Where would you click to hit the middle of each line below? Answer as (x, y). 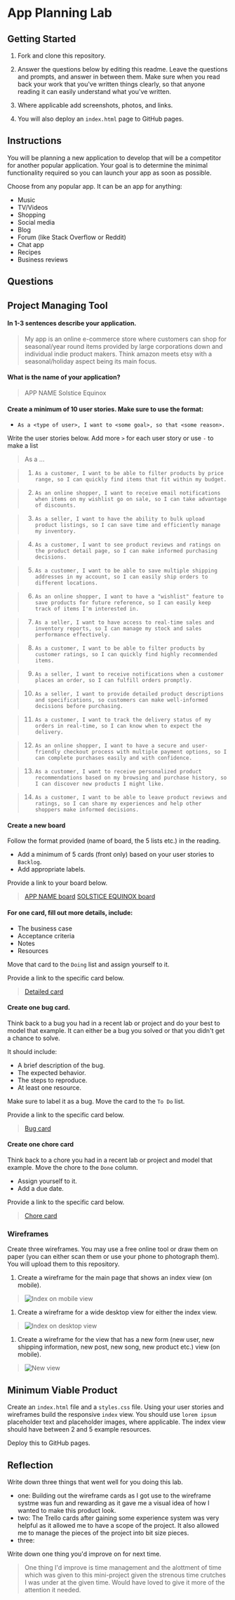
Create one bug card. (39, 1008)
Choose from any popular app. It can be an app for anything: (95, 186)
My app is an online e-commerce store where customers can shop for (125, 339)
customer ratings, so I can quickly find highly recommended (126, 655)
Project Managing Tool (58, 306)
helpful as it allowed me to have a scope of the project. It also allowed (118, 1525)
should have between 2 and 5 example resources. (80, 1429)
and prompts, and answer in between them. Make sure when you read (119, 76)
